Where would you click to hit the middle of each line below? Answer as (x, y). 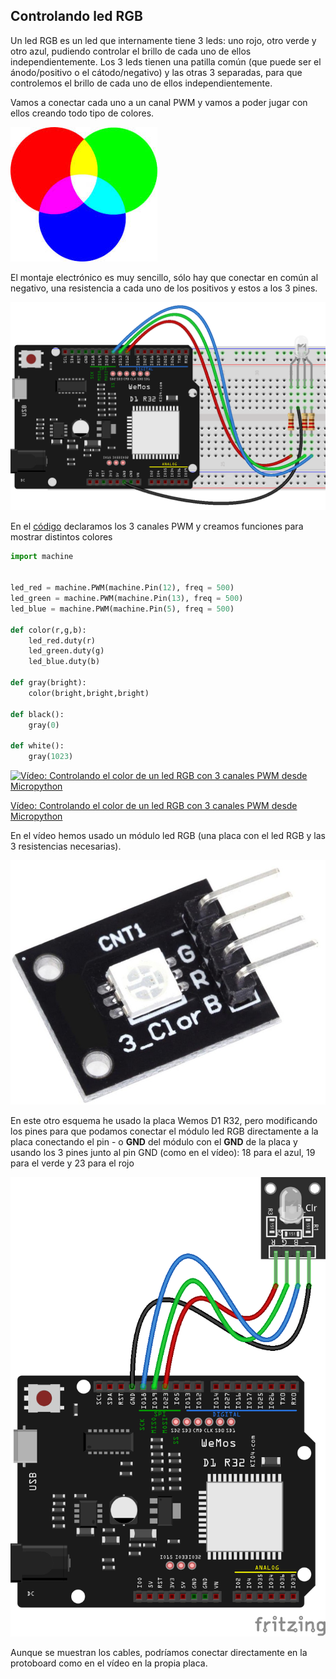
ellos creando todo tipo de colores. (82, 113)
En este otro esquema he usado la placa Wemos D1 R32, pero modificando (164, 1120)
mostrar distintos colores (61, 536)
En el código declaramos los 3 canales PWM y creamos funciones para (157, 526)
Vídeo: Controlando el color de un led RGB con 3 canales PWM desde (154, 806)
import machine (42, 556)
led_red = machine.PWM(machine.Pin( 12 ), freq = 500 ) (122, 588)
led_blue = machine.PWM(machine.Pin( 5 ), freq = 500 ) (122, 609)
